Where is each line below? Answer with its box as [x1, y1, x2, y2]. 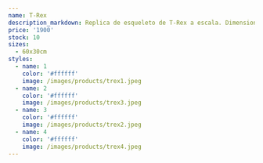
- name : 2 [15, 84, 47, 92]
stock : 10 [8, 33, 41, 42]
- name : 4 [15, 128, 47, 136]
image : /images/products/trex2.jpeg [22, 121, 142, 129]
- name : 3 [15, 107, 47, 114]
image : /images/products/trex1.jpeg [22, 77, 142, 85]
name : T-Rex [8, 11, 47, 20]
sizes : [8, 41, 30, 49]
